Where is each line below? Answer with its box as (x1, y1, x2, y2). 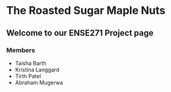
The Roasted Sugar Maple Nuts (6, 4, 166, 18)
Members (6, 46, 35, 54)
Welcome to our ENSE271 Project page (6, 28, 154, 38)
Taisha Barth (15, 59, 47, 67)
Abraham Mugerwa (15, 79, 63, 86)
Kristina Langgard (15, 66, 60, 73)
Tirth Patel (15, 72, 41, 79)
